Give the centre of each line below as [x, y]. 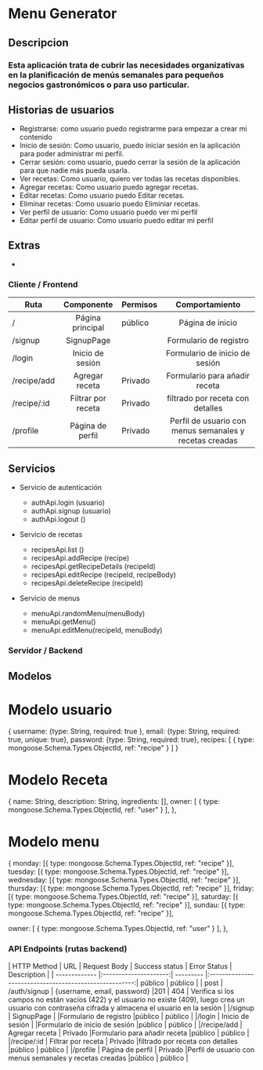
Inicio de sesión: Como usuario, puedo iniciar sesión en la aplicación [130, 145]
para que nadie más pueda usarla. [74, 170]
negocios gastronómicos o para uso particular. [99, 85]
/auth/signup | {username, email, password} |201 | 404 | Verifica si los [121, 991]
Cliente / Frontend [43, 285]
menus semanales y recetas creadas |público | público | [98, 1057]
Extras [24, 245]
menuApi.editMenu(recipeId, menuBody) [97, 630]
